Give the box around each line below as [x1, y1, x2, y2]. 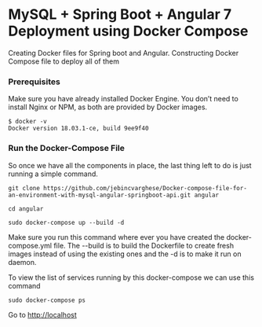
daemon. [8, 257, 37, 266]
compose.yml [8, 241, 53, 250]
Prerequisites [8, 76, 60, 87]
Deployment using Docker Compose [8, 22, 249, 40]
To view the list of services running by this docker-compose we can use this [8, 273, 255, 282]
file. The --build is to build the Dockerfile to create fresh [53, 241, 234, 250]
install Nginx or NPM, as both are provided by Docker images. [8, 102, 208, 112]
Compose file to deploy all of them [8, 57, 120, 66]
